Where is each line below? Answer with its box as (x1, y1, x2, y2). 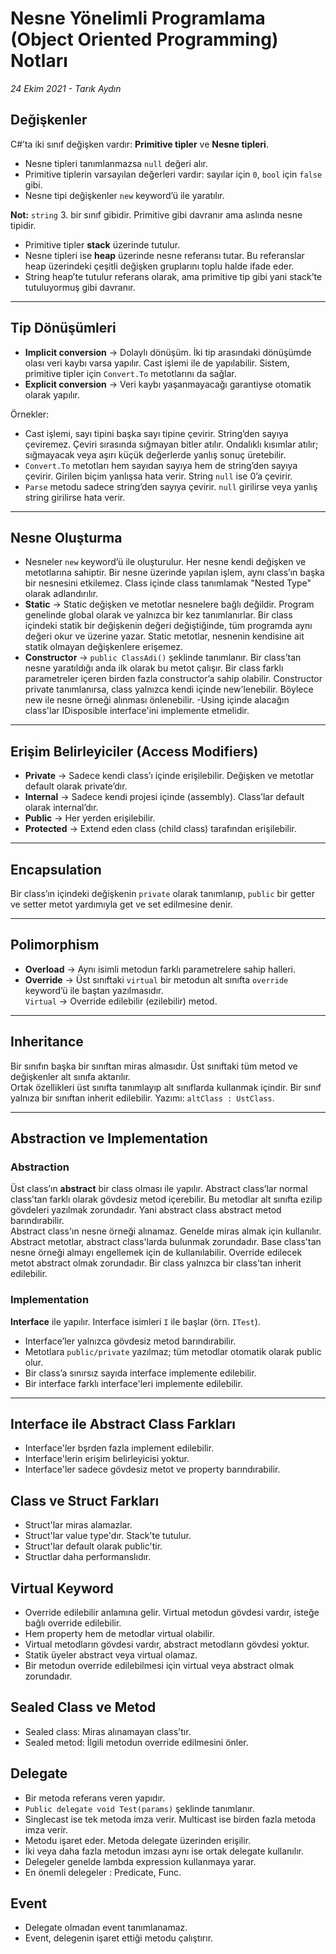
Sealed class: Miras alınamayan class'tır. (24, 1725, 192, 1737)
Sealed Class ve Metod (10, 1699, 157, 1716)
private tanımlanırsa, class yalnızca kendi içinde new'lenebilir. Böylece (24, 683, 314, 696)
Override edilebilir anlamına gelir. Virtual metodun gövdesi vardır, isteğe (24, 1607, 320, 1619)
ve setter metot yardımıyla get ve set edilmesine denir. (10, 898, 233, 910)
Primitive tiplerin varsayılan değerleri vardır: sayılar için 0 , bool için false (24, 168, 323, 180)
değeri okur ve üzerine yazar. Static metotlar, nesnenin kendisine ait (24, 630, 305, 642)
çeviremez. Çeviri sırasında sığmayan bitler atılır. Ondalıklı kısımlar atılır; (24, 438, 319, 450)
